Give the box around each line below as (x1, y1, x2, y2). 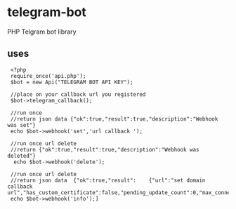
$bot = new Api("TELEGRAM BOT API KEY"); (10, 79, 133, 86)
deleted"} (7, 152, 37, 159)
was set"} (7, 121, 37, 128)
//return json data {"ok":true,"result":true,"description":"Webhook (10, 115, 218, 123)
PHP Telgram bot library (7, 27, 77, 36)
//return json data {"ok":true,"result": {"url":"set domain (10, 177, 206, 184)
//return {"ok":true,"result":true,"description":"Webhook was (10, 146, 199, 153)
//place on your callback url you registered (10, 90, 146, 98)
